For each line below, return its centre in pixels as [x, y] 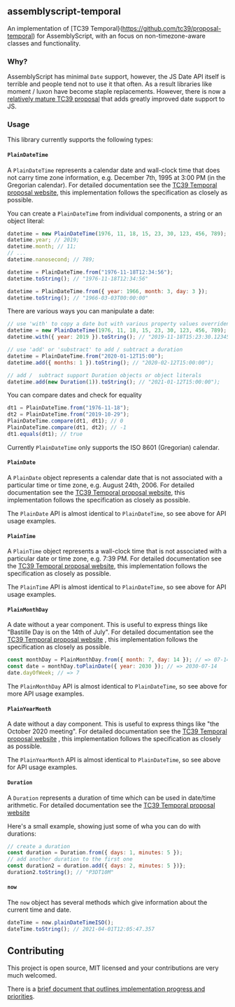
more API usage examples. [46, 694]
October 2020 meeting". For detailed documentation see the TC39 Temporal [117, 731]
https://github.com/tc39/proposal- [172, 28]
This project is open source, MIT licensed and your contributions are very [113, 968]
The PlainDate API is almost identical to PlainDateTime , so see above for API [117, 514]
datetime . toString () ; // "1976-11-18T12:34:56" [78, 279]
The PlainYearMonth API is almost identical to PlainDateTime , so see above [114, 760]
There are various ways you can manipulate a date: [81, 311]
